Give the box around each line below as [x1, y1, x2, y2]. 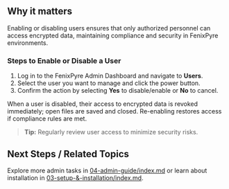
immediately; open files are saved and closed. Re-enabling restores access [7, 107, 222, 116]
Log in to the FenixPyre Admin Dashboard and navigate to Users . [17, 72, 203, 80]
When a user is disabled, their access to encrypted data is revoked [7, 100, 198, 108]
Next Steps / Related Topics [7, 148, 130, 160]
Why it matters [7, 6, 73, 17]
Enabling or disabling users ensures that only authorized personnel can [7, 24, 211, 32]
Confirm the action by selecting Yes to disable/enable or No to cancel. [17, 87, 219, 95]
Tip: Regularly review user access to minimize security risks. [24, 128, 198, 136]
